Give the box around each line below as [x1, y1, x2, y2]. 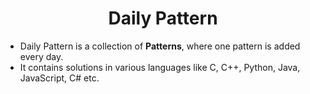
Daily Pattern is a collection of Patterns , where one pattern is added [19, 40, 301, 52]
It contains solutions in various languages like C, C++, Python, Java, [19, 61, 301, 73]
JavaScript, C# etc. [19, 72, 100, 84]
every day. [19, 50, 64, 62]
